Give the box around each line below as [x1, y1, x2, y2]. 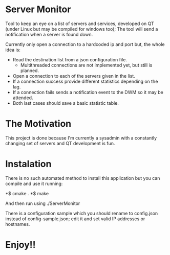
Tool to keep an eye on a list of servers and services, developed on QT [5, 20, 155, 27]
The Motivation [5, 118, 72, 130]
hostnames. [5, 221, 30, 227]
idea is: [5, 47, 20, 53]
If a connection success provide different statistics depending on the [12, 78, 158, 84]
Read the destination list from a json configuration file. [12, 56, 127, 62]
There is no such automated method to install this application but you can [5, 175, 160, 181]
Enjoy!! [5, 239, 36, 250]
